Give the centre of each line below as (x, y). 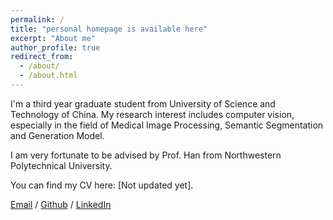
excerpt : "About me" (53, 38)
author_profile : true (55, 47)
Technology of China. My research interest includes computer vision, (152, 114)
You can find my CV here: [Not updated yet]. (102, 185)
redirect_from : (42, 57)
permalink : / (37, 19)
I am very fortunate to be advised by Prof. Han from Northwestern (146, 155)
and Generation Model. (57, 135)
